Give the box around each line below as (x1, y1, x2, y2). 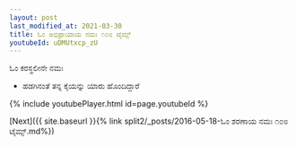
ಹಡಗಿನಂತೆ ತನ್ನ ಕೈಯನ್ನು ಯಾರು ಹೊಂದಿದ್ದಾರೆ (22, 81, 140, 91)
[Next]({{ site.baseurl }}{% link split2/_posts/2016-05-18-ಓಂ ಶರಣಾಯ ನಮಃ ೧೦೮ (9, 116, 289, 126)
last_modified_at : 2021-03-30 (9, 21, 123, 30)
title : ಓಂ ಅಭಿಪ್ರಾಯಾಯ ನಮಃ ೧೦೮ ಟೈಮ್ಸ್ (9, 30, 132, 39)
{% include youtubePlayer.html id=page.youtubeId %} (9, 99, 209, 109)
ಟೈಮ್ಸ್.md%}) (9, 126, 56, 137)
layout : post (9, 13, 58, 22)
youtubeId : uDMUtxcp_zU (9, 38, 99, 47)
